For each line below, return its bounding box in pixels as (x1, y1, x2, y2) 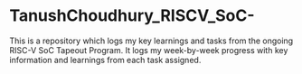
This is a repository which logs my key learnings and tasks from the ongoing (9, 35, 294, 46)
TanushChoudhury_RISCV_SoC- (9, 5, 255, 26)
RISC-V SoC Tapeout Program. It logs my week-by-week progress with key (9, 44, 288, 55)
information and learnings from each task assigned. (9, 54, 202, 65)
